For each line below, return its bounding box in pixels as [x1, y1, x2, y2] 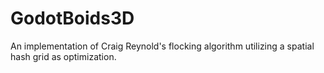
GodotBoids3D [10, 7, 135, 30]
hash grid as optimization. [10, 50, 117, 62]
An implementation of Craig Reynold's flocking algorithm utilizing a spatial [10, 40, 315, 52]
